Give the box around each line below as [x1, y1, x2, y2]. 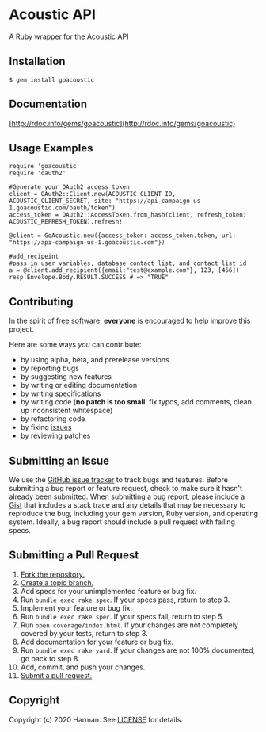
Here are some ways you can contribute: [9, 339, 142, 350]
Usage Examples [9, 141, 93, 155]
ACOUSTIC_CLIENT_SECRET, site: [9, 197, 112, 205]
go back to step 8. [20, 653, 80, 663]
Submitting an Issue [9, 454, 110, 467]
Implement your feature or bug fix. [20, 603, 133, 612]
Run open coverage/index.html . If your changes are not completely [20, 620, 238, 630]
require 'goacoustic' [9, 163, 81, 171]
